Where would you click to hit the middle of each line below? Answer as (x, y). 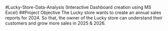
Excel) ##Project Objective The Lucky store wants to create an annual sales (83, 12)
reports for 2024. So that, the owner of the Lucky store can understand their (84, 18)
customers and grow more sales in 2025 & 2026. (56, 23)
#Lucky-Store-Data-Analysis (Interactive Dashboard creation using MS (78, 7)
